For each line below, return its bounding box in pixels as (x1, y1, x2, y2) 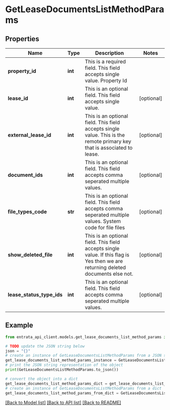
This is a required (84, 58, 126, 65)
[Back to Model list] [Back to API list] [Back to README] (5, 399, 121, 406)
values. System (84, 218, 121, 225)
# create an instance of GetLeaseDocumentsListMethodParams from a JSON (5, 353, 162, 358)
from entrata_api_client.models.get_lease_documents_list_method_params (5, 334, 162, 340)
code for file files (84, 224, 125, 231)
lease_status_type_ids (8, 291, 63, 298)
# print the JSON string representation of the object (5, 362, 123, 368)
